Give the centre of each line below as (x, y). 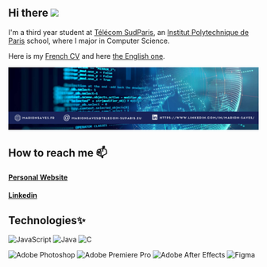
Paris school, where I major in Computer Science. (89, 41)
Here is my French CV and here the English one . (87, 56)
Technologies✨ (47, 221)
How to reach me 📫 (58, 153)
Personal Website (38, 177)
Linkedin (23, 195)
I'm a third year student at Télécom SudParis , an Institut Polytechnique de (128, 32)
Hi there (29, 13)
